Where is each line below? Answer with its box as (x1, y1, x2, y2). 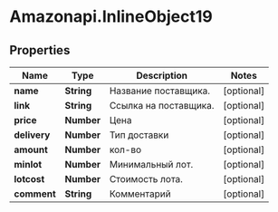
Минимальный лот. (109, 159, 194, 170)
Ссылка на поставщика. (109, 100, 215, 111)
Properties (9, 43, 71, 58)
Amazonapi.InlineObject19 (9, 6, 213, 27)
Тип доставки (109, 129, 169, 141)
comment (14, 188, 56, 200)
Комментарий (109, 188, 171, 200)
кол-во (109, 143, 142, 156)
